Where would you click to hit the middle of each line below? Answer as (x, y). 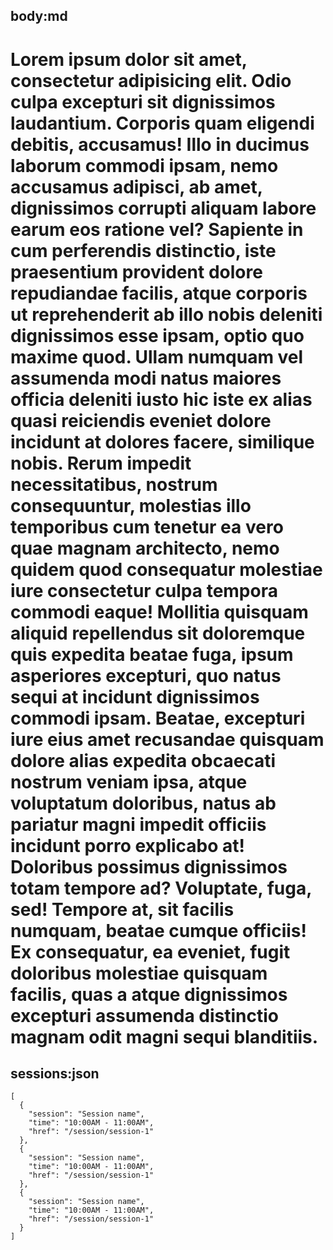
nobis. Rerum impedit (101, 463)
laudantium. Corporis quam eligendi (162, 123)
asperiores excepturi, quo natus (146, 675)
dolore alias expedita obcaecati (143, 760)
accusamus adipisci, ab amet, (136, 186)
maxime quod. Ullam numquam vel (157, 356)
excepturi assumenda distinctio (144, 1015)
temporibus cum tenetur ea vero (147, 526)
